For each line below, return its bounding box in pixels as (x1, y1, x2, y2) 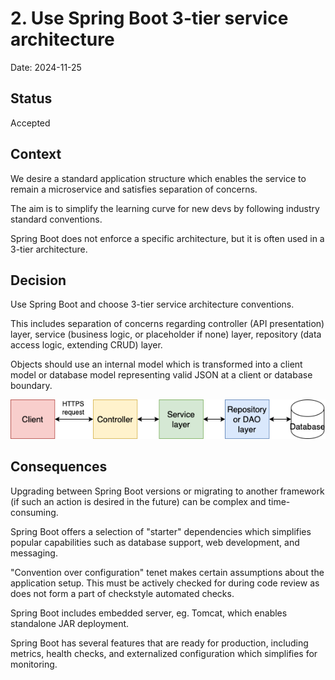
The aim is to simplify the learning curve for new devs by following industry (10, 202, 320, 214)
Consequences (10, 458, 108, 476)
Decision (10, 272, 67, 289)
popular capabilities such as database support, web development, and (10, 536, 300, 548)
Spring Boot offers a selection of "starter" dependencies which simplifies (10, 525, 312, 537)
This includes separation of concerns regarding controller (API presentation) (10, 318, 325, 330)
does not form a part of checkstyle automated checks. (10, 587, 235, 599)
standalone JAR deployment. (10, 617, 130, 629)
